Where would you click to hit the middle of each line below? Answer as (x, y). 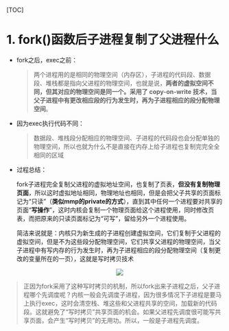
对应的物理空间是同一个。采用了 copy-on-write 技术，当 (137, 91)
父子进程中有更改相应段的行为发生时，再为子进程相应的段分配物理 (126, 100)
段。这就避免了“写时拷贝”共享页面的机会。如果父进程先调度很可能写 (119, 312)
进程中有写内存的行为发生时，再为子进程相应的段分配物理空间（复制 (119, 250)
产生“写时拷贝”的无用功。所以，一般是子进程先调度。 (128, 320)
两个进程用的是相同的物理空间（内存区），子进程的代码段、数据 (122, 74)
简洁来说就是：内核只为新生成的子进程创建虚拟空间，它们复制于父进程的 (118, 233)
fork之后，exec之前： (47, 60)
